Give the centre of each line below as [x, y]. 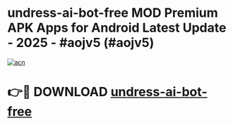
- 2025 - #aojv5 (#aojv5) [81, 43]
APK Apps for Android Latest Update [117, 28]
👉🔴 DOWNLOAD [58, 92]
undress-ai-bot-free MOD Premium [113, 13]
